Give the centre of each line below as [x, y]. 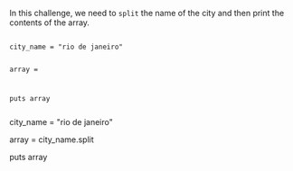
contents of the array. [50, 22]
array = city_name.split [52, 139]
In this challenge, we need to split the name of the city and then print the [147, 13]
